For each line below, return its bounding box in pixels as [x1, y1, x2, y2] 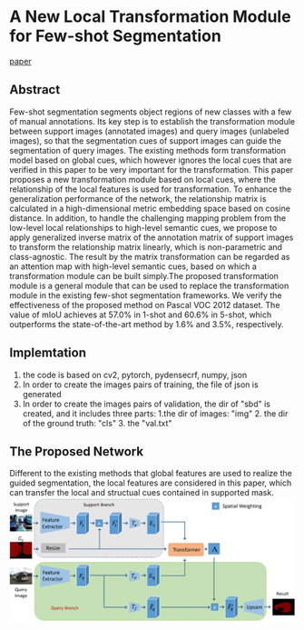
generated [22, 388, 62, 399]
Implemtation [9, 345, 86, 361]
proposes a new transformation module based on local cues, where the [9, 174, 277, 185]
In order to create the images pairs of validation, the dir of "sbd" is [22, 398, 270, 409]
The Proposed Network [9, 444, 143, 459]
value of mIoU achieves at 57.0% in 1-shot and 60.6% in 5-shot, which [9, 309, 272, 320]
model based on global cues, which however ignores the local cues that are [9, 155, 292, 165]
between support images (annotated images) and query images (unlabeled [9, 125, 289, 136]
